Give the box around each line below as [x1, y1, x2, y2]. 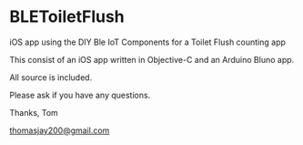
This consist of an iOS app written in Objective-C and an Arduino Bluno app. [9, 54, 295, 65]
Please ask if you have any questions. [9, 89, 151, 100]
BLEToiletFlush [9, 6, 125, 27]
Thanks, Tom [9, 107, 59, 118]
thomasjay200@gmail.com [9, 125, 110, 136]
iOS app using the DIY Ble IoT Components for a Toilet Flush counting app [9, 36, 287, 47]
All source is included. [9, 71, 93, 83]
